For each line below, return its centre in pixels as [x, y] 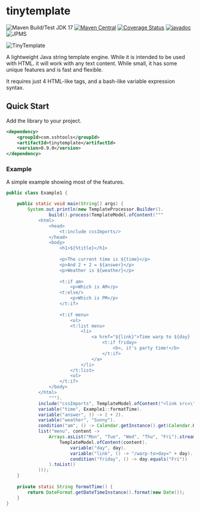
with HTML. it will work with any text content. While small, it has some [92, 63]
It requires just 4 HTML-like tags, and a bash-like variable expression [91, 81]
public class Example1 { [37, 193]
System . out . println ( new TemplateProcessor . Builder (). [96, 209]
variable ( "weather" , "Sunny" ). [77, 420]
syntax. [15, 87]
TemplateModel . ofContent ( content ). [103, 442]
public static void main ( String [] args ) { [70, 204]
